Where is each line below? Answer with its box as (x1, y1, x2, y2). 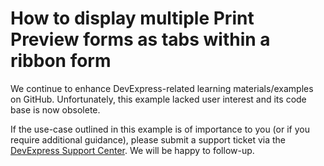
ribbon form (10, 50, 112, 72)
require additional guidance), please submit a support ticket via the (10, 133, 286, 146)
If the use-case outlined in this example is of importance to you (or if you (10, 123, 310, 135)
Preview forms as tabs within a (10, 28, 271, 51)
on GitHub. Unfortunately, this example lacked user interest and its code (10, 93, 307, 105)
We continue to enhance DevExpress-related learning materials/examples (10, 82, 314, 94)
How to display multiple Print (10, 7, 255, 30)
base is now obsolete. (10, 103, 101, 116)
